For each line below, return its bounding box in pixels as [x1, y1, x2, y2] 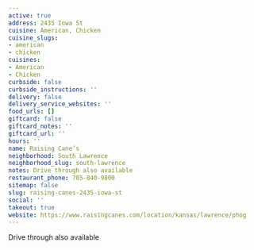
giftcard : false [8, 115, 62, 123]
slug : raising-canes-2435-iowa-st [8, 188, 123, 197]
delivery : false [8, 93, 62, 101]
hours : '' [8, 137, 41, 145]
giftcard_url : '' [8, 129, 66, 137]
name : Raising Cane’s [8, 144, 80, 152]
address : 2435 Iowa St [8, 19, 83, 27]
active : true [8, 11, 52, 20]
